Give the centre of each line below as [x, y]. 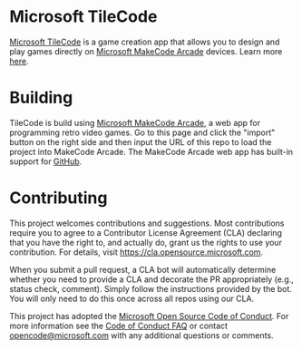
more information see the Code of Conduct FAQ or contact [119, 326]
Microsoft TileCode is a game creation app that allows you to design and [145, 42]
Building [41, 98]
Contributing [58, 198]
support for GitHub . [46, 161]
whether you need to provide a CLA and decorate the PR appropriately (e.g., [152, 279]
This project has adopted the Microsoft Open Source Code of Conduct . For [149, 316]
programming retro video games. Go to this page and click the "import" [142, 132]
